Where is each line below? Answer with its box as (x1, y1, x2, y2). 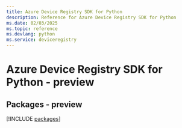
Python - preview (6, 76, 95, 89)
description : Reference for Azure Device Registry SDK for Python (6, 14, 177, 20)
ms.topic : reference (6, 25, 58, 32)
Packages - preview (6, 99, 83, 109)
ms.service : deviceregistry (6, 37, 77, 43)
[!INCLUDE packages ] (6, 115, 61, 122)
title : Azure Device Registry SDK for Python (6, 8, 122, 15)
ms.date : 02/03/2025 (6, 20, 58, 26)
